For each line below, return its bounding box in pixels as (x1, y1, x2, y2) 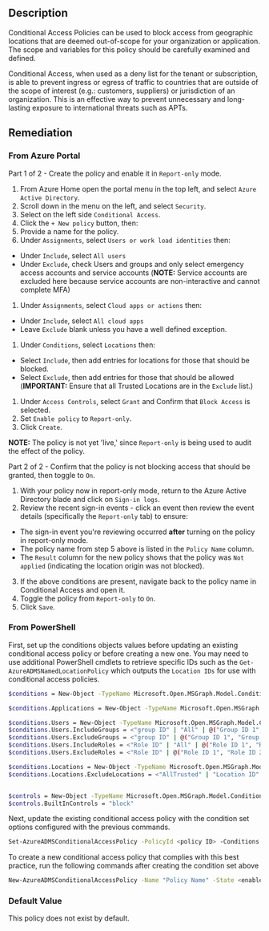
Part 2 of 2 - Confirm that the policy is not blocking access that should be (8, 461, 251, 472)
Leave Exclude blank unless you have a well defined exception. (19, 324, 227, 334)
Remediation (8, 126, 74, 140)
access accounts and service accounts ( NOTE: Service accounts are (19, 268, 247, 277)
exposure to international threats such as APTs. (31, 103, 188, 112)
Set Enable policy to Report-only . (19, 413, 132, 423)
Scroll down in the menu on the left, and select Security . (19, 200, 207, 211)
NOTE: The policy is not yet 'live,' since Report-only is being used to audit (8, 437, 252, 447)
